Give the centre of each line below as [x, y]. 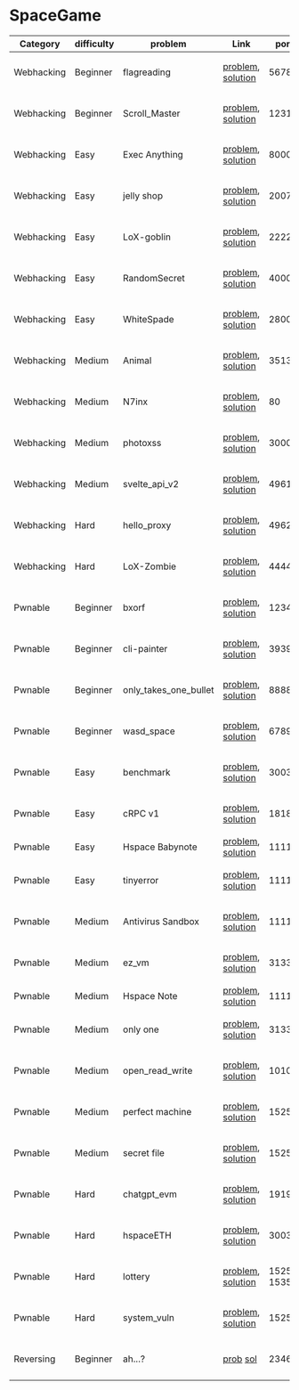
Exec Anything [154, 154]
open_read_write [158, 1070]
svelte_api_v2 [151, 484]
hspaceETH [147, 1235]
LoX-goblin [147, 237]
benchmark [147, 772]
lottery [137, 1276]
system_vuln [149, 1317]
